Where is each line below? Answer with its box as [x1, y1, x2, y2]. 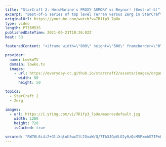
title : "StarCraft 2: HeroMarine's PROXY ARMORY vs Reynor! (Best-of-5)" [5, 7, 161, 12]
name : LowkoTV [9, 57, 39, 62]
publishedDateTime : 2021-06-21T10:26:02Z [5, 30, 92, 35]
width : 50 [18, 75, 39, 80]
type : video [5, 21, 30, 26]
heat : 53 [5, 35, 23, 40]
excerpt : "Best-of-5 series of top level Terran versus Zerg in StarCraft [5, 12, 163, 17]
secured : [5, 134, 23, 139]
